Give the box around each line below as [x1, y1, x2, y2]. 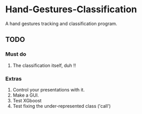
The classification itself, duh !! [12, 62, 76, 69]
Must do [5, 51, 27, 58]
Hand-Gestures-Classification [5, 4, 137, 15]
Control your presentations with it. [12, 86, 85, 93]
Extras [5, 75, 22, 82]
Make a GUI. [12, 92, 39, 98]
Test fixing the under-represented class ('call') [12, 103, 111, 109]
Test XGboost [12, 97, 42, 103]
